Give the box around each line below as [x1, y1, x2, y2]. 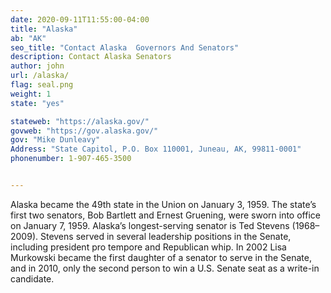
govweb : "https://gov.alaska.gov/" [10, 126, 159, 136]
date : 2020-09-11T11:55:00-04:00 [10, 14, 150, 25]
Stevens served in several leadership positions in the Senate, [39, 230, 292, 242]
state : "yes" [10, 98, 65, 108]
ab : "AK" [10, 33, 47, 43]
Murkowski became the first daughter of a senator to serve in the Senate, [10, 251, 313, 263]
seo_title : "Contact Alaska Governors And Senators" [10, 42, 240, 53]
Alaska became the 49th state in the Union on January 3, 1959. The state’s [10, 198, 317, 210]
